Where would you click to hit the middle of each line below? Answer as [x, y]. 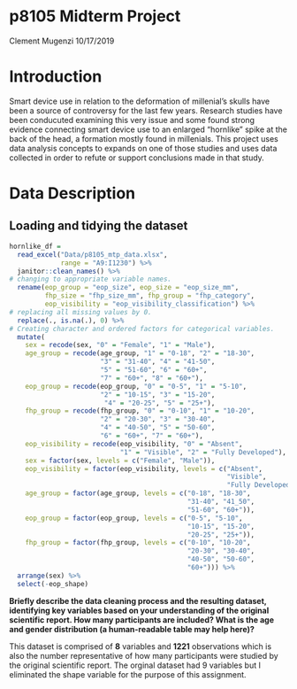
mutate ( [31, 337]
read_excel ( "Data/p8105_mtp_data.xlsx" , [92, 254]
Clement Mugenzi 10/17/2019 [62, 41]
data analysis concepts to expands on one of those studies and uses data [143, 148]
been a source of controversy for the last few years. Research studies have [146, 110]
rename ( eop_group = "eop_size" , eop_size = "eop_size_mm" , [128, 288]
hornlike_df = [35, 246]
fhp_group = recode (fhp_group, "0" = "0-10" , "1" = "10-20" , [140, 411]
